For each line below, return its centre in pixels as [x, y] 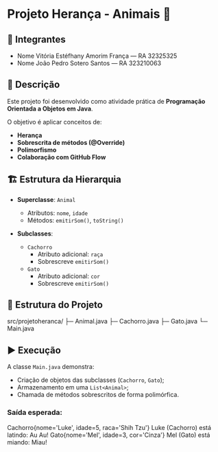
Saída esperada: [35, 413]
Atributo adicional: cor [69, 276]
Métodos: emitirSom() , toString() [75, 220]
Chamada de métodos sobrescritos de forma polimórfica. [98, 395]
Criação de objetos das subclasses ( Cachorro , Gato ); [90, 380]
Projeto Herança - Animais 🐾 [89, 14]
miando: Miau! [27, 442]
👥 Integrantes [37, 39]
